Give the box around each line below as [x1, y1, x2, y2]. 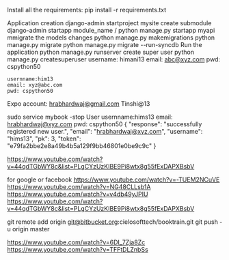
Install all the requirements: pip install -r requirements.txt [7, 6, 167, 14]
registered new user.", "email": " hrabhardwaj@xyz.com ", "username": [7, 128, 203, 135]
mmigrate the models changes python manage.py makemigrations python [7, 33, 215, 42]
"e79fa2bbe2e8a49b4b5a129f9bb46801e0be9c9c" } [7, 142, 157, 149]
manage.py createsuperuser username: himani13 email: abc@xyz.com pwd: [7, 55, 221, 63]
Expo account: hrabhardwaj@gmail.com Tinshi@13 [7, 100, 150, 108]
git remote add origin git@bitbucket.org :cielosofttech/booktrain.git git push [7, 218, 219, 226]
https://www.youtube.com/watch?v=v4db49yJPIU [7, 190, 148, 198]
